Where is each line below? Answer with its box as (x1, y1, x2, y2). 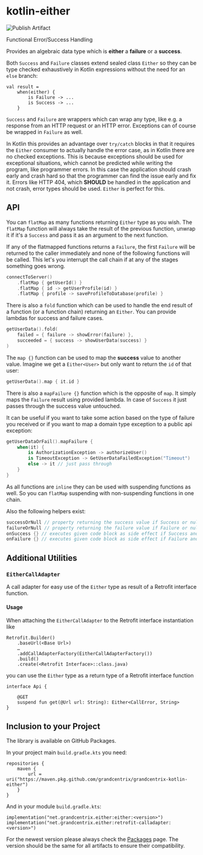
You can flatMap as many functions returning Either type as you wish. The (6, 219, 192, 226)
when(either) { (17, 89, 56, 95)
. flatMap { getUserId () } (17, 280, 83, 286)
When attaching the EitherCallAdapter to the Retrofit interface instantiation (6, 617, 194, 624)
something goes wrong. (6, 262, 65, 269)
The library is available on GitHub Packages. (6, 737, 117, 744)
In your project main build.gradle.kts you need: (6, 749, 127, 756)
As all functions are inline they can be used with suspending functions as (6, 483, 192, 490)
